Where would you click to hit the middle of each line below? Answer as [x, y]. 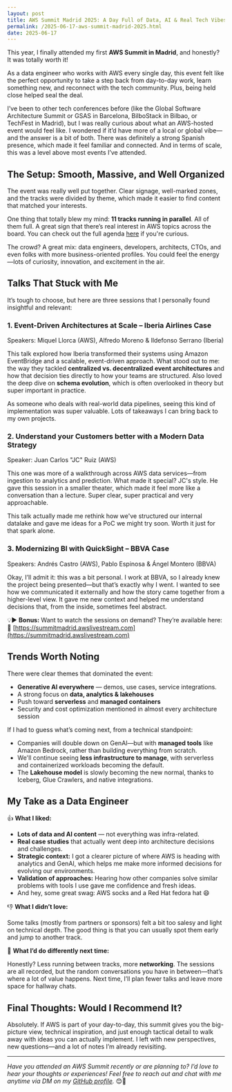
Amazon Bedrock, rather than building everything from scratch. [107, 750]
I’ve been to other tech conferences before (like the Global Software [104, 108]
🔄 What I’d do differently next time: [58, 951]
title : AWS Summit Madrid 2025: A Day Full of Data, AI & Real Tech [108, 20]
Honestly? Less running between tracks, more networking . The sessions [111, 964]
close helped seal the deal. [46, 95]
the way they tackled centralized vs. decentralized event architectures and [116, 368]
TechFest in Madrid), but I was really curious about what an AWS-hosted [110, 123]
